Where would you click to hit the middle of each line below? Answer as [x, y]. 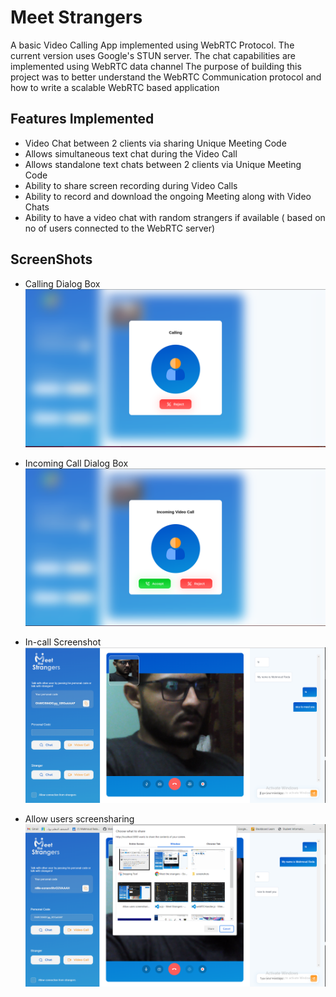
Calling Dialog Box [62, 283]
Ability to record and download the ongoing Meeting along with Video [168, 196]
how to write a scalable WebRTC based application [115, 87]
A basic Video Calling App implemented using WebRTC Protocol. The [152, 45]
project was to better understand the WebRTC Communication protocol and [166, 77]
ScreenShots [51, 259]
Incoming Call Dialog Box [76, 463]
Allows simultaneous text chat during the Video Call [131, 153]
